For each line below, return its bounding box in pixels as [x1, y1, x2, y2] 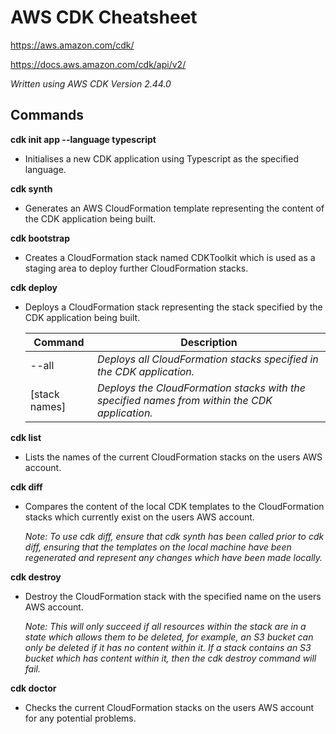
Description [180, 335, 238, 349]
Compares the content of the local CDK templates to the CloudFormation [24, 500, 325, 512]
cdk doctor [10, 682, 57, 694]
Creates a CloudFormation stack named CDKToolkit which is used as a [24, 251, 316, 263]
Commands [10, 107, 85, 124]
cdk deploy [10, 281, 58, 293]
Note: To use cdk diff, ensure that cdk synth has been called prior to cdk [24, 530, 325, 542]
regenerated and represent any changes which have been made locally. [24, 551, 323, 563]
